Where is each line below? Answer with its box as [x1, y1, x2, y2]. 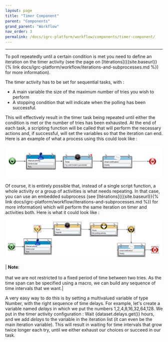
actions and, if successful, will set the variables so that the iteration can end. [5, 130, 163, 136]
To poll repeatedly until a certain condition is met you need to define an [5, 53, 152, 59]
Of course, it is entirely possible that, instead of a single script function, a [5, 182, 156, 188]
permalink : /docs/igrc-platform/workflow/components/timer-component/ [5, 34, 155, 39]
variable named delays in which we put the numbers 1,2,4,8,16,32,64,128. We [5, 305, 163, 312]
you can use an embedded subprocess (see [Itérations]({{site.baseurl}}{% [5, 193, 159, 199]
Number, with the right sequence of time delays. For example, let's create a [5, 300, 160, 306]
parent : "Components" [5, 18, 50, 23]
